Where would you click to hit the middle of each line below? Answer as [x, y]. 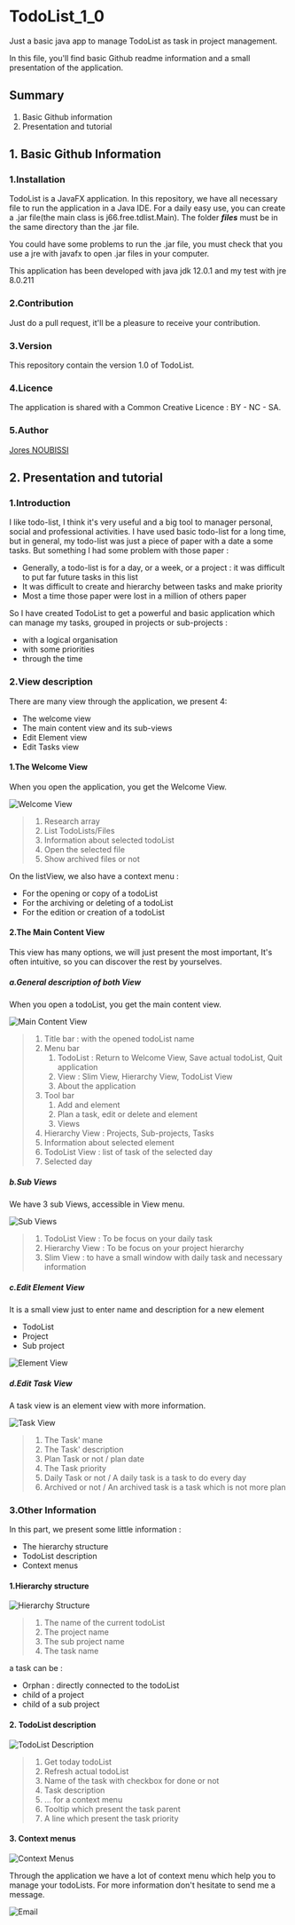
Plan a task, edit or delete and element [127, 1114]
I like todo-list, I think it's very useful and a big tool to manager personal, [141, 522]
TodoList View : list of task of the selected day [128, 1152]
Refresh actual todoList [86, 1771]
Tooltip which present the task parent [112, 1809]
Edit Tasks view [50, 747]
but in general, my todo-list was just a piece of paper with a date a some [141, 541]
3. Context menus [43, 1839]
